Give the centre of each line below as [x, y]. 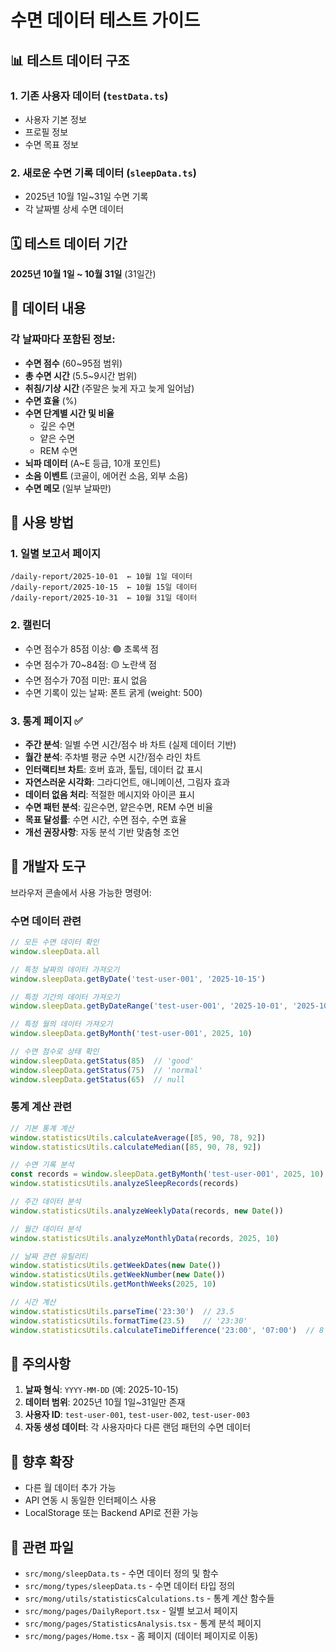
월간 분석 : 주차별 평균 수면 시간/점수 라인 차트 [113, 757]
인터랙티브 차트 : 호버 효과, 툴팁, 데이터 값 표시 [113, 769]
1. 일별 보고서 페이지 [56, 553]
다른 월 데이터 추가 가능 [70, 1488]
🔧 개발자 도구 [48, 866]
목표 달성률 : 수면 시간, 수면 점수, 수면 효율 [105, 819]
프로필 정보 [46, 132]
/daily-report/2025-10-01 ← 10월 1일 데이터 [101, 577]
